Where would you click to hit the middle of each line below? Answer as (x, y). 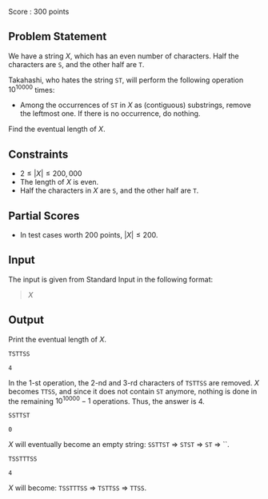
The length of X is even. (59, 182)
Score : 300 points (39, 12)
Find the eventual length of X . (57, 129)
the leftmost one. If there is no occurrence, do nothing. (110, 114)
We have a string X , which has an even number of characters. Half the (124, 56)
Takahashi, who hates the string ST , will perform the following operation (126, 80)
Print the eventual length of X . (57, 339)
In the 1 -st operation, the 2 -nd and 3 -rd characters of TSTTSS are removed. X (134, 382)
